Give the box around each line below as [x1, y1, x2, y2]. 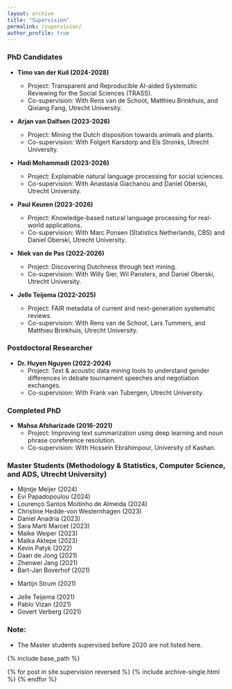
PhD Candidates [7, 53, 63, 62]
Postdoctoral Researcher [7, 343, 93, 353]
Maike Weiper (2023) [17, 529, 78, 537]
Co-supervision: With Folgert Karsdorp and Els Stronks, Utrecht [27, 138, 209, 146]
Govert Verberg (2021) [17, 607, 82, 616]
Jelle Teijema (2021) [17, 593, 75, 601]
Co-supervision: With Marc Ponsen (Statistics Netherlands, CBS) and [27, 228, 225, 236]
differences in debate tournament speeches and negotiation [27, 373, 199, 382]
